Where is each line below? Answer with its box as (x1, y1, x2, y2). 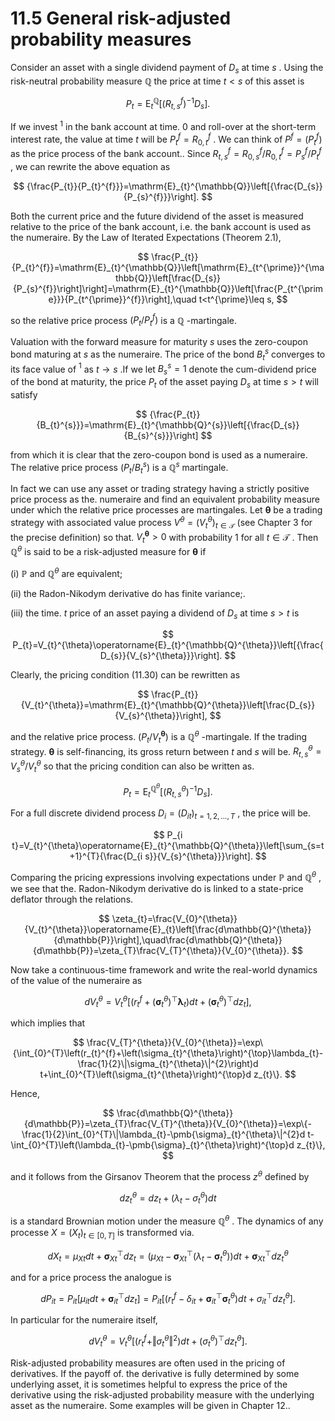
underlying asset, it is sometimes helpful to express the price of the (10, 1378, 288, 1390)
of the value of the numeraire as (10, 974, 143, 986)
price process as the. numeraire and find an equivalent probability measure (10, 493, 320, 506)
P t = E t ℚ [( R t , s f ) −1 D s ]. (125, 95, 211, 112)
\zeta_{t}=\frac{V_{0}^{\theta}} (111, 912, 238, 924)
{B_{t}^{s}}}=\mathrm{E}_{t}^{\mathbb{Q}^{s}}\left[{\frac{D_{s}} (36, 418, 300, 431)
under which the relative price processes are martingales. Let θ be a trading (10, 504, 323, 516)
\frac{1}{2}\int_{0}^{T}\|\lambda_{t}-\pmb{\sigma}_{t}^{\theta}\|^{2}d (21, 1128, 306, 1140)
